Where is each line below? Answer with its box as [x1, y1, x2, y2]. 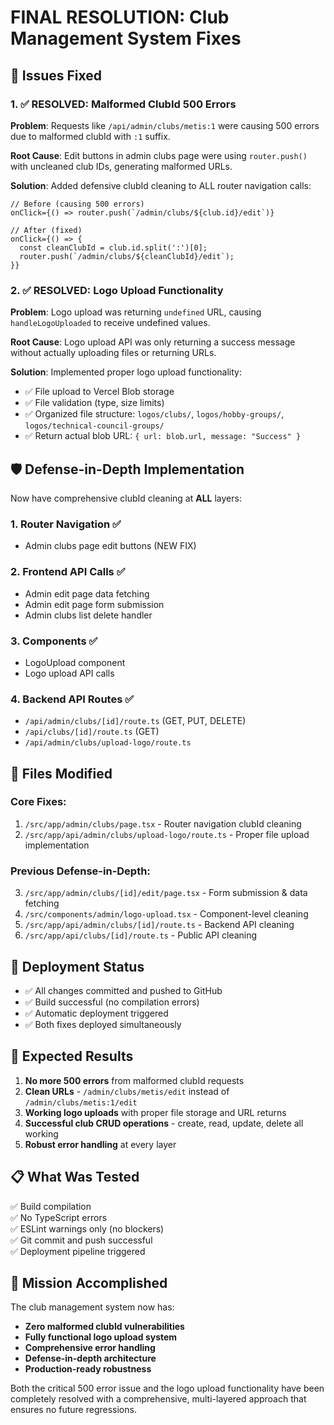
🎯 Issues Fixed [10, 67, 103, 84]
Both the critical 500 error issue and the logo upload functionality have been [10, 1382, 325, 1395]
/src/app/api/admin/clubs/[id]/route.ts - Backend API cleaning [24, 919, 295, 931]
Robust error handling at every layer [24, 1138, 177, 1150]
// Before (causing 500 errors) [10, 199, 145, 209]
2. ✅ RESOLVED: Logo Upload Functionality [10, 283, 224, 297]
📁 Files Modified [10, 765, 113, 782]
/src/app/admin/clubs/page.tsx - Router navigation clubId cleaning [24, 817, 302, 830]
